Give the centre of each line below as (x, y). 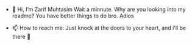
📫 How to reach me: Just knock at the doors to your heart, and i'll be (99, 28)
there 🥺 (21, 37)
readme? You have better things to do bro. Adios (73, 16)
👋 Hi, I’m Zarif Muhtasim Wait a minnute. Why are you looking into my (99, 9)
